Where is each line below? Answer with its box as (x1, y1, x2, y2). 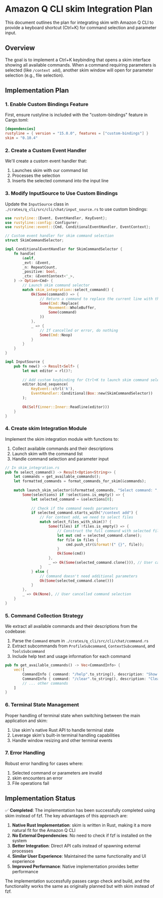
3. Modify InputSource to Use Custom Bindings (5, 190, 118, 197)
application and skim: (5, 718, 48, 724)
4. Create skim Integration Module (5, 425, 87, 432)
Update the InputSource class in (5, 201, 69, 207)
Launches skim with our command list (12, 168, 88, 173)
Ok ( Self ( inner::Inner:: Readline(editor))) (22, 404, 110, 409)
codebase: (5, 628, 27, 635)
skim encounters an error (12, 775, 63, 781)
